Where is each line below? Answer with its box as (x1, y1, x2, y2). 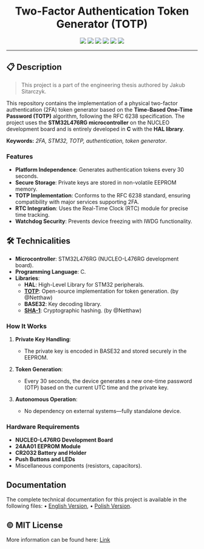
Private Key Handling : (15, 336, 72, 343)
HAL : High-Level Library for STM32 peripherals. (24, 281, 144, 288)
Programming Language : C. (15, 268, 86, 275)
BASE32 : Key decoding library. (24, 300, 102, 307)
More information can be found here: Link (6, 536, 110, 544)
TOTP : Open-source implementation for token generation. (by (24, 287, 179, 295)
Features (6, 152, 33, 160)
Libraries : (15, 274, 40, 282)
